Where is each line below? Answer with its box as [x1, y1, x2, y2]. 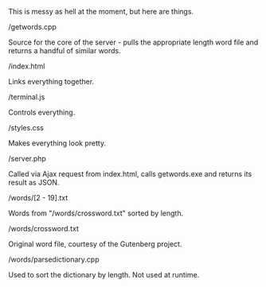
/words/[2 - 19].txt [8, 193, 68, 202]
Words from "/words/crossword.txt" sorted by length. [8, 208, 184, 218]
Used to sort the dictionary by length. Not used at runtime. [8, 270, 200, 279]
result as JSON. [8, 178, 60, 187]
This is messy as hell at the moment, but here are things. [8, 7, 194, 16]
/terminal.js [8, 92, 45, 102]
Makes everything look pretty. [8, 138, 106, 148]
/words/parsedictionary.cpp [8, 254, 100, 264]
